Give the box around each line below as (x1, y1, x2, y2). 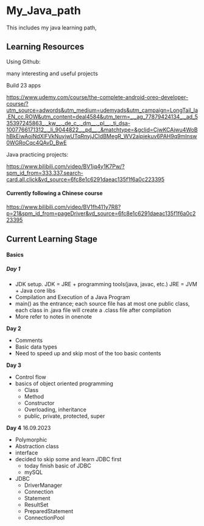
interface (15, 449, 38, 456)
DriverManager (24, 481, 63, 489)
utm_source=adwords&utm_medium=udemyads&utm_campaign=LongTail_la (6, 106, 199, 114)
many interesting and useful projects (6, 70, 99, 77)
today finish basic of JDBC (24, 462, 91, 469)
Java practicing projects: (6, 150, 69, 158)
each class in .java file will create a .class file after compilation (15, 306, 172, 314)
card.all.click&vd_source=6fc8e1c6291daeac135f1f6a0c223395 (6, 176, 165, 183)
